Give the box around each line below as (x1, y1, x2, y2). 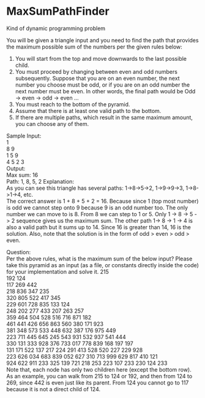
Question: (6, 248, 31, 256)
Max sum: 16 (6, 171, 39, 179)
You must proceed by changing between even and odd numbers (15, 68, 177, 75)
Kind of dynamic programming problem (6, 25, 106, 32)
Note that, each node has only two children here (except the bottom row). (6, 365, 192, 373)
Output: (6, 165, 26, 172)
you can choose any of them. (15, 120, 89, 127)
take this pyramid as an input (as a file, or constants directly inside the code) (6, 261, 199, 268)
